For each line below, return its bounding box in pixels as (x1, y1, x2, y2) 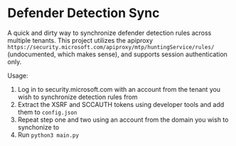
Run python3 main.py (17, 130, 80, 139)
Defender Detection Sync (7, 5, 160, 21)
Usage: (7, 71, 28, 80)
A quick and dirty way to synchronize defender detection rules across (7, 28, 212, 37)
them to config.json (17, 108, 77, 116)
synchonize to (17, 122, 60, 131)
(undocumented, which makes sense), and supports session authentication (7, 50, 227, 58)
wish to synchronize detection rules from (17, 93, 138, 101)
